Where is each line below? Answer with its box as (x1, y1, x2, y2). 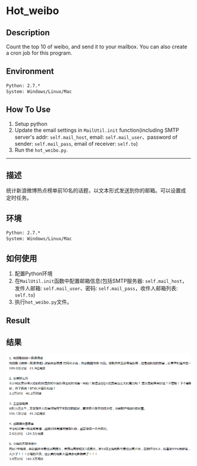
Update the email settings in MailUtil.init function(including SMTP (14, 127, 179, 134)
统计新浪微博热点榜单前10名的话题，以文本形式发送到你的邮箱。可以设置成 (6, 187, 186, 194)
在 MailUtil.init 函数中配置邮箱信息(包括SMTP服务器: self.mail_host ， (14, 278, 188, 285)
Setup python (14, 120, 48, 127)
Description (6, 28, 50, 38)
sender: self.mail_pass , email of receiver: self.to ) (14, 140, 138, 147)
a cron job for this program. (6, 49, 72, 56)
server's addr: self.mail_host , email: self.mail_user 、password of (14, 134, 178, 141)
